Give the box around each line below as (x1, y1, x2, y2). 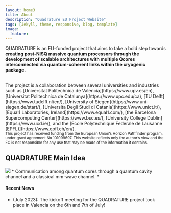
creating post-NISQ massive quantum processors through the (5, 51, 139, 57)
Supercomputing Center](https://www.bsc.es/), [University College (5, 115, 146, 121)
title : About (5, 12, 33, 17)
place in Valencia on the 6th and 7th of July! (12, 202, 106, 208)
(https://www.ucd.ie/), (5, 121, 52, 126)
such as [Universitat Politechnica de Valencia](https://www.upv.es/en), (5, 88, 154, 93)
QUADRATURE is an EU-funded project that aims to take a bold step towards (5, 45, 166, 51)
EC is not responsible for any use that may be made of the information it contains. (5, 140, 149, 145)
